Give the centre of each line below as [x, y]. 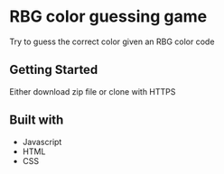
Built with [37, 120]
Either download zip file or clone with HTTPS [93, 91]
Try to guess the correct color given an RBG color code [112, 41]
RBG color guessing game [108, 17]
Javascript [42, 142]
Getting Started [54, 70]
